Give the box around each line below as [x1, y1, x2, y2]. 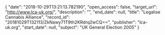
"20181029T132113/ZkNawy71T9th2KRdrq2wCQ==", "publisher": [5, 19, 136, 25]
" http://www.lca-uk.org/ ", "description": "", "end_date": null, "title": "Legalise [5, 9, 161, 15]
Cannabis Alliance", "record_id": [5, 14, 70, 20]
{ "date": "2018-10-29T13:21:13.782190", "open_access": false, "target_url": [5, 4, 158, 10]
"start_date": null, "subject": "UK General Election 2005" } [22, 24, 139, 30]
